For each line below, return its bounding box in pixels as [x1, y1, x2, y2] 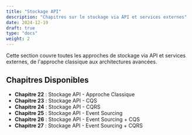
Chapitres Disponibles [6, 75, 89, 85]
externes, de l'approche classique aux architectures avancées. [6, 58, 157, 65]
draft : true [6, 25, 35, 31]
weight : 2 [6, 36, 30, 42]
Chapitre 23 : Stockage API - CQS [14, 97, 98, 104]
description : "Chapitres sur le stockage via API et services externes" [6, 14, 187, 20]
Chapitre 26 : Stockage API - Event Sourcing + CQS [14, 116, 140, 123]
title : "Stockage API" [6, 8, 61, 15]
